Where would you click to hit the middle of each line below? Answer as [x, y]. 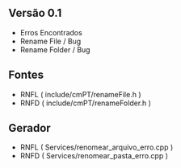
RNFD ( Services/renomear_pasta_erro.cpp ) [94, 156]
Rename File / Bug [51, 41]
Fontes [26, 75]
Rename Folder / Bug [55, 49]
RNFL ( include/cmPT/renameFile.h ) [80, 94]
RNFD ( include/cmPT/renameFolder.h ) [86, 103]
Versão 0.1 [35, 13]
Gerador [29, 128]
